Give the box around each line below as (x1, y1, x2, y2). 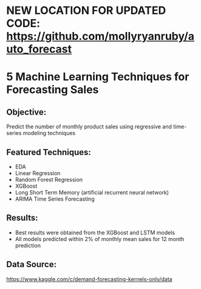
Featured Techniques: (6, 147, 91, 158)
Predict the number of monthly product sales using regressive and (6, 123, 172, 130)
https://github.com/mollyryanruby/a (6, 30, 195, 43)
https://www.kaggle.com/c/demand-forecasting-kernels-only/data (6, 275, 172, 282)
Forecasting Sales (6, 83, 99, 97)
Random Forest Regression (15, 176, 83, 183)
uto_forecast (6, 42, 72, 56)
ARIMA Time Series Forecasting (15, 195, 95, 202)
